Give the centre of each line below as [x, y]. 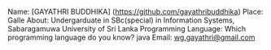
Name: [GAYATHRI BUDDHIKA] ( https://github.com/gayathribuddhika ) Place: [135, 12]
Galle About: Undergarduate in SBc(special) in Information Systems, [121, 20]
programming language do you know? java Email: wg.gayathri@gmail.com [131, 37]
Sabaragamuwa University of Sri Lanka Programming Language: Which [127, 29]
